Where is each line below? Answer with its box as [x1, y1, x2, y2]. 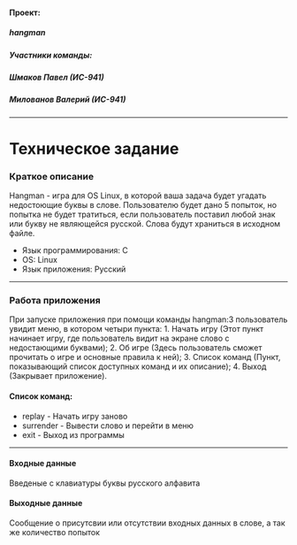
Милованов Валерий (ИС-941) [9, 94, 126, 105]
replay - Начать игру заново [21, 411, 128, 421]
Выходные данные [9, 498, 83, 509]
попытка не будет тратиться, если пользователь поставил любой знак [9, 209, 276, 220]
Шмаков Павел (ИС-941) [9, 72, 104, 82]
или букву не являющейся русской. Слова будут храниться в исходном [9, 219, 281, 229]
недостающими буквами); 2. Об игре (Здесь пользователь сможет [9, 342, 263, 353]
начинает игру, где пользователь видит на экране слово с [9, 333, 230, 344]
